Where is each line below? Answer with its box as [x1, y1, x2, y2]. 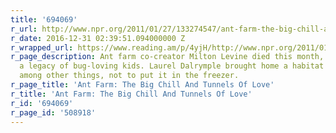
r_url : [10, 24, 38, 34]
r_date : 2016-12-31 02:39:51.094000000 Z [10, 33, 186, 43]
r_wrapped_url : [10, 42, 74, 53]
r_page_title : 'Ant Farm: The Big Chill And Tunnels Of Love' [10, 80, 275, 90]
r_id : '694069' [10, 98, 74, 108]
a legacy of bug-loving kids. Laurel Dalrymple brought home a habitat [19, 61, 325, 71]
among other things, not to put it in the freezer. [19, 71, 240, 81]
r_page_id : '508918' [10, 107, 97, 118]
